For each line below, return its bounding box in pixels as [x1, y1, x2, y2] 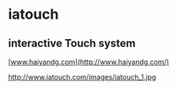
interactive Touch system [8, 37, 136, 50]
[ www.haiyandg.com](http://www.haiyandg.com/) [8, 57, 169, 66]
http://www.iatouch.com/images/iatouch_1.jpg [8, 73, 157, 81]
